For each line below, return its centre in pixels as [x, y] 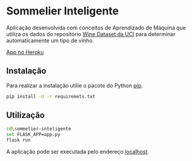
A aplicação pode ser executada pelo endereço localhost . [78, 152]
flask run [19, 140]
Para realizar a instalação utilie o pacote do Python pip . [75, 85]
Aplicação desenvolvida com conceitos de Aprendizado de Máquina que [96, 28]
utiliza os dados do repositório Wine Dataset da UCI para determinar [91, 34]
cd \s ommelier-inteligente [39, 129]
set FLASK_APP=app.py [33, 135]
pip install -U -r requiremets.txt [51, 96]
